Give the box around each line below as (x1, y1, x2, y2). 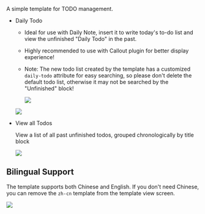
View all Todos (15, 119, 53, 127)
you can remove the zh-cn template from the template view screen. (6, 189, 176, 197)
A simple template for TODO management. (6, 5, 113, 12)
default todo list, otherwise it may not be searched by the (24, 79, 169, 85)
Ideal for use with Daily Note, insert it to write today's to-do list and (24, 29, 194, 36)
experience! (24, 54, 55, 60)
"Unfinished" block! (24, 85, 74, 92)
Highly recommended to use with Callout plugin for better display (24, 47, 189, 54)
